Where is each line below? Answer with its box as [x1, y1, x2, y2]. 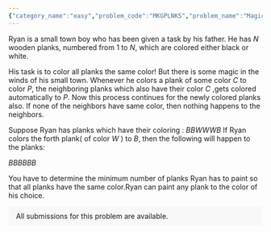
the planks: [8, 142, 46, 151]
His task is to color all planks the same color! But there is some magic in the [8, 66, 260, 77]
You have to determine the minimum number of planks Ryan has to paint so [8, 173, 258, 183]
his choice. [8, 190, 45, 200]
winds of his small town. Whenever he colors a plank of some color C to [8, 75, 248, 85]
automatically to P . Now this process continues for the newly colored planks [8, 92, 261, 101]
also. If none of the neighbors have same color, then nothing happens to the [8, 101, 261, 110]
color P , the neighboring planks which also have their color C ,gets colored [8, 84, 256, 93]
